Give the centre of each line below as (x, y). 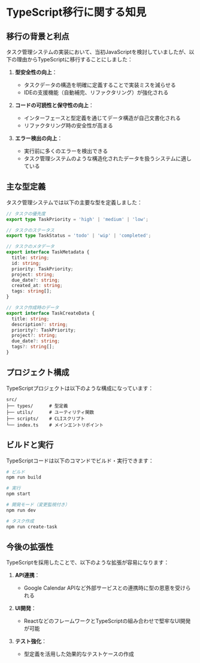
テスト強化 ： (31, 641)
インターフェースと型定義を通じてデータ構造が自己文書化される (102, 118)
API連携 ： (27, 575)
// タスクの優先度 (26, 214)
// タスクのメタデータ (31, 247)
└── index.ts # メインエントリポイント (55, 425)
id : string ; (27, 263)
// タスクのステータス (31, 230)
